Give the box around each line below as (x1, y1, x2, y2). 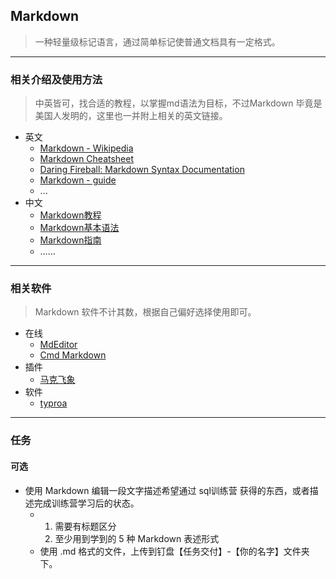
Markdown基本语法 (39, 222, 120, 234)
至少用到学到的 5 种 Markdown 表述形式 (54, 532, 220, 544)
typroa (39, 397, 68, 409)
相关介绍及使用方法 (10, 72, 103, 86)
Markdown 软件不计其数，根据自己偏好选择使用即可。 (34, 306, 257, 318)
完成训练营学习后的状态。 (33, 497, 140, 509)
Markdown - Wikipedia (39, 142, 134, 154)
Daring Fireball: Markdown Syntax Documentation (39, 164, 245, 176)
